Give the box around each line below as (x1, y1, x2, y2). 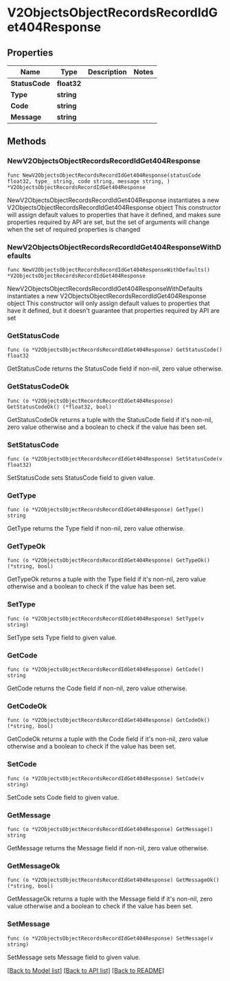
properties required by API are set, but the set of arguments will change (7, 218, 210, 226)
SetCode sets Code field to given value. (7, 793, 119, 802)
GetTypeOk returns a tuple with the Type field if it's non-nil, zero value (7, 575, 206, 584)
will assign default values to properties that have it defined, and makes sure (7, 210, 221, 219)
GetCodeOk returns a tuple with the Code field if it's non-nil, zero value (7, 735, 209, 743)
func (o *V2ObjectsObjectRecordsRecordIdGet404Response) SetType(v (7, 615, 205, 622)
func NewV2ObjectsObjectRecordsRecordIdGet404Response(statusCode (7, 172, 201, 179)
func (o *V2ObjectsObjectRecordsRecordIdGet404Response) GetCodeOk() (7, 717, 211, 724)
